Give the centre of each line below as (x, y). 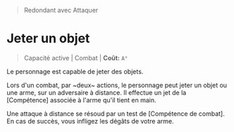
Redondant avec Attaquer (61, 10)
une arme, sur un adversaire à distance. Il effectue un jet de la (97, 92)
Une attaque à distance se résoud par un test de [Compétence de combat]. (116, 113)
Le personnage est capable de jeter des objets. (75, 71)
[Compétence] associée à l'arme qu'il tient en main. (81, 100)
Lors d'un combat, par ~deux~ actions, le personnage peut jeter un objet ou (117, 85)
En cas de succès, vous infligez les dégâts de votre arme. (90, 121)
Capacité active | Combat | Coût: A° (76, 58)
